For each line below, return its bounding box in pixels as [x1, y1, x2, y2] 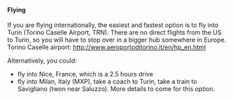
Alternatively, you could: [7, 56, 77, 65]
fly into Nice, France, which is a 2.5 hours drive [17, 70, 154, 78]
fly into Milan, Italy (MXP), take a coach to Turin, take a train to [17, 77, 197, 86]
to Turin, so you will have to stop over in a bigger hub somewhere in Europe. [7, 35, 227, 44]
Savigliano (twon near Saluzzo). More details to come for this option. [17, 85, 216, 93]
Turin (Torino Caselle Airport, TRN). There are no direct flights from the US [7, 28, 222, 37]
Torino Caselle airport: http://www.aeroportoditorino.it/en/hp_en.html [7, 43, 206, 51]
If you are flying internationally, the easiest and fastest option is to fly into [7, 21, 219, 29]
